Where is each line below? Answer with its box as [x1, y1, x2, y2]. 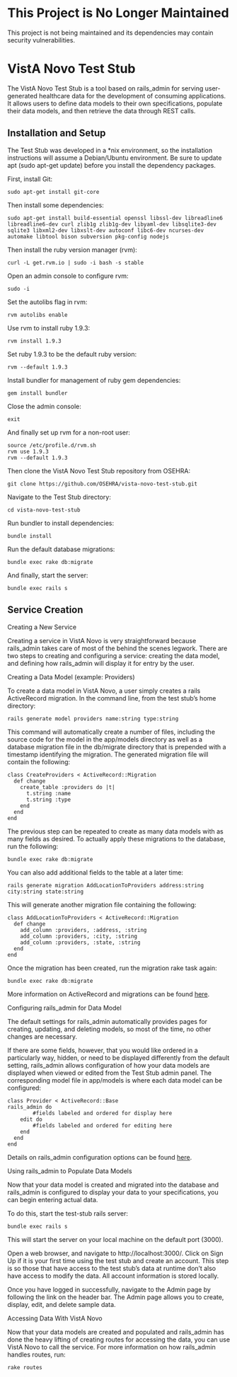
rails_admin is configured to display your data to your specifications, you [7, 1187, 219, 1197]
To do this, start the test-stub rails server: [7, 1209, 129, 1218]
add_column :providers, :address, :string [20, 926, 147, 933]
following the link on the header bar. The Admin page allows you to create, [7, 1293, 224, 1301]
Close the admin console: [7, 402, 81, 410]
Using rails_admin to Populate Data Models [7, 1166, 132, 1175]
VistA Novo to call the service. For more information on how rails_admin [7, 1342, 216, 1351]
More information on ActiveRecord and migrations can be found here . [7, 989, 210, 998]
